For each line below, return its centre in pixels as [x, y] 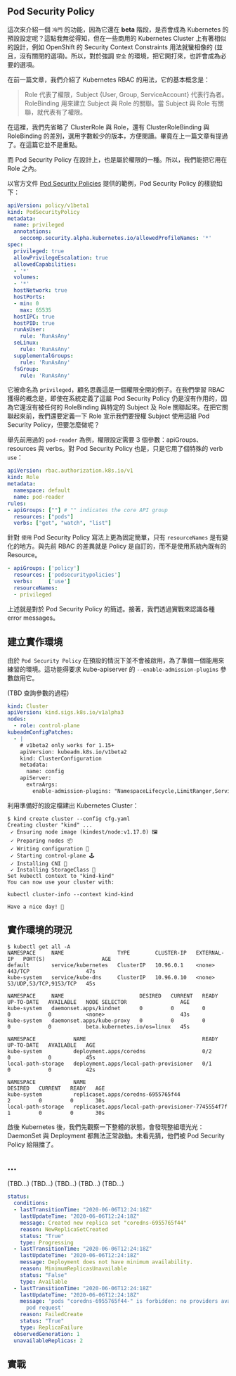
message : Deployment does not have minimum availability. [106, 1262]
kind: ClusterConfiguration [61, 758]
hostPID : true [34, 323]
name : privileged [39, 225]
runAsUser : [29, 330]
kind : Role [23, 478]
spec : [15, 245]
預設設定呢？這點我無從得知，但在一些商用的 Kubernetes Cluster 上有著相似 [117, 38]
